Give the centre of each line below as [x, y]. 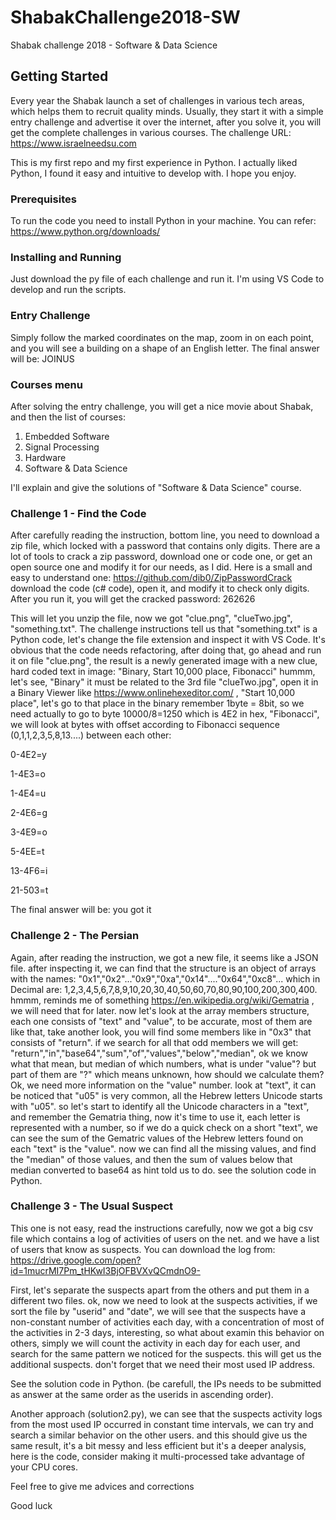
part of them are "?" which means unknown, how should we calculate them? [167, 1074]
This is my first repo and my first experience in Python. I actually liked [154, 162]
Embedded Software [67, 436]
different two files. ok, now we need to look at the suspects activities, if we [164, 1300]
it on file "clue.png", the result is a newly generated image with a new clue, [164, 661]
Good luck [31, 1505]
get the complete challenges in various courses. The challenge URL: [151, 132]
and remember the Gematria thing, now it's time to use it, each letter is [155, 1117]
